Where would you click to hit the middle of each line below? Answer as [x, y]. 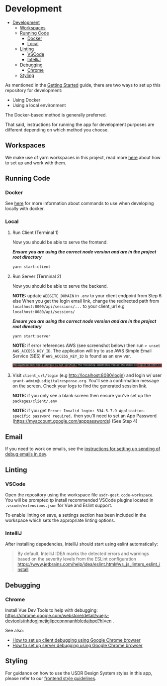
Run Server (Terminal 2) [37, 276]
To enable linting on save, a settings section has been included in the [76, 515]
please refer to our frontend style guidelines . [51, 678]
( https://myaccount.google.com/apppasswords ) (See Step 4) [75, 421]
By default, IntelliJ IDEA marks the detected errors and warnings [83, 554]
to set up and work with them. [36, 163]
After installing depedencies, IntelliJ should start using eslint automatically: [82, 544]
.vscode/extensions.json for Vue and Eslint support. [59, 505]
